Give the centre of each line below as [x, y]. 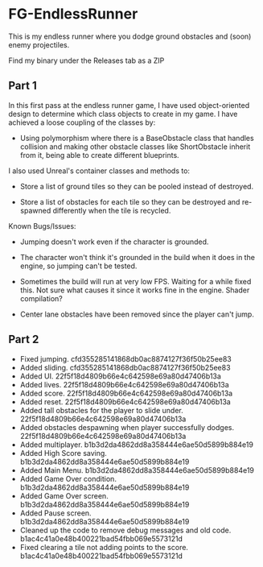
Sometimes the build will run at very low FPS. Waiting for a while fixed [136, 281]
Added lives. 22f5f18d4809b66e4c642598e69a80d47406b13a [124, 384]
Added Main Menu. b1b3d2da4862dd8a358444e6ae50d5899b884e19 [137, 470]
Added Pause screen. [55, 513]
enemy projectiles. [39, 44]
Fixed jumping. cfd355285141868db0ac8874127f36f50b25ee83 [125, 358]
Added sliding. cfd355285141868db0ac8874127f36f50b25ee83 [125, 367]
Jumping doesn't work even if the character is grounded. [114, 242]
